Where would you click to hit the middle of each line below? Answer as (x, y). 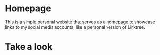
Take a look (29, 47)
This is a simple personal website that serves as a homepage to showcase (80, 22)
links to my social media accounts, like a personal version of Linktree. (75, 27)
